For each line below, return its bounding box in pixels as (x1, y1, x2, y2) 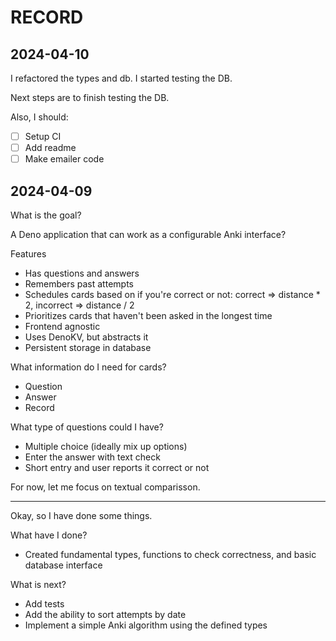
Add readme (24, 142, 77, 154)
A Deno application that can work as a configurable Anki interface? (10, 229, 287, 240)
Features (10, 248, 47, 260)
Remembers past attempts (24, 278, 134, 290)
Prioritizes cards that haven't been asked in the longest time (24, 310, 273, 321)
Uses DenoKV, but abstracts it (24, 331, 149, 343)
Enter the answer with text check (24, 451, 161, 463)
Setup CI (24, 131, 62, 142)
